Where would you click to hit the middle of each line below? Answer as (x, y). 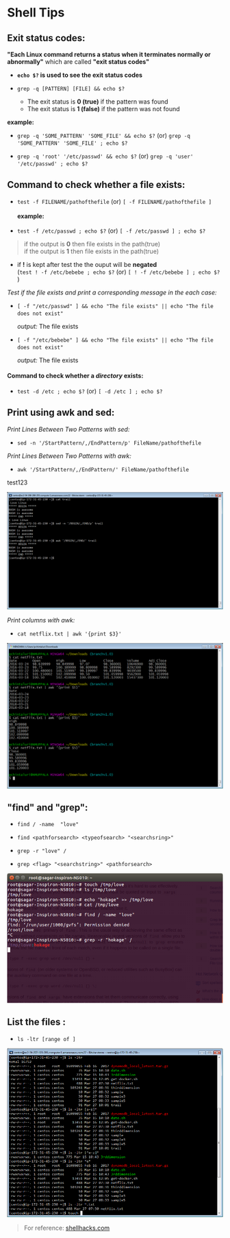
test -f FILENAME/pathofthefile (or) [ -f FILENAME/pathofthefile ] (114, 201)
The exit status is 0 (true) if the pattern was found (98, 102)
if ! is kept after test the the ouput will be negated (87, 264)
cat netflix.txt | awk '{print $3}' (69, 634)
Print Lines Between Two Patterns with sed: (68, 429)
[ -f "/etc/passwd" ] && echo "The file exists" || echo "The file (115, 306)
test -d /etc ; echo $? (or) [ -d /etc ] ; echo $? (90, 391)
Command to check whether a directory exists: (75, 376)
